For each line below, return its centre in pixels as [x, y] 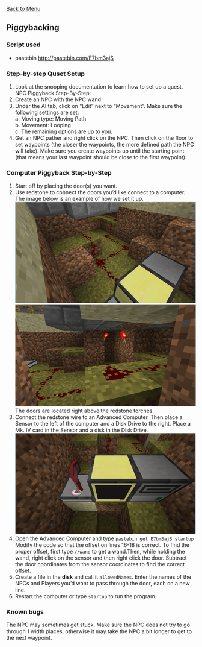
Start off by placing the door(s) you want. [66, 186]
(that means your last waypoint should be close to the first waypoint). [101, 157]
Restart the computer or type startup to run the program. [86, 596]
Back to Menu [23, 9]
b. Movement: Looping [43, 125]
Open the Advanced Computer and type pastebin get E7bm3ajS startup [104, 538]
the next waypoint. [29, 638]
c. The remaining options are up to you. [64, 131]
